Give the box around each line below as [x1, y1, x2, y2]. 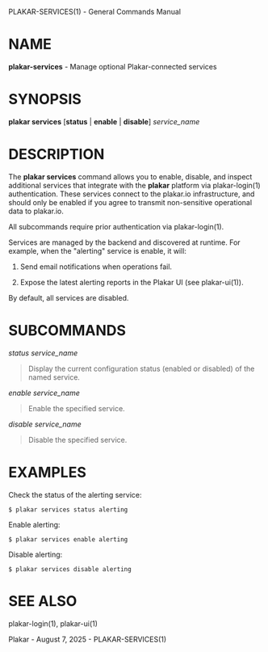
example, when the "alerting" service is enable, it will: [8, 246, 187, 255]
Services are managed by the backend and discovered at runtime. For [8, 238, 241, 247]
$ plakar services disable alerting [8, 565, 132, 573]
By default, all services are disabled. [8, 292, 129, 302]
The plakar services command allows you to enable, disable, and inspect [8, 171, 253, 181]
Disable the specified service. [27, 435, 128, 444]
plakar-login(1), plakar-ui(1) [8, 618, 98, 629]
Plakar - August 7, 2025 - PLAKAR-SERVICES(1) [8, 634, 167, 644]
